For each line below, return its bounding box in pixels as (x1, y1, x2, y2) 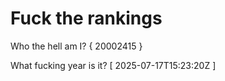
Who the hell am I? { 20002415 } (10, 40, 143, 52)
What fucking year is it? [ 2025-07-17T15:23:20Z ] (10, 59, 217, 71)
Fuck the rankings (10, 7, 163, 30)
